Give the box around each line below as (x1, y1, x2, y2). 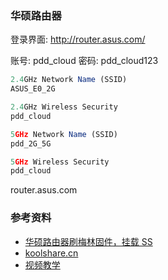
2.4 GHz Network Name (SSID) (10, 75, 128, 85)
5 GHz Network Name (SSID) (10, 129, 118, 139)
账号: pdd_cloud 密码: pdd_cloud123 (10, 55, 159, 67)
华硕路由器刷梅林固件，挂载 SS (24, 235, 153, 247)
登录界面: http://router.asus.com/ (10, 33, 146, 46)
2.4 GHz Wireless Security (10, 102, 118, 112)
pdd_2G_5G (10, 138, 52, 149)
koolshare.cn (24, 247, 79, 259)
